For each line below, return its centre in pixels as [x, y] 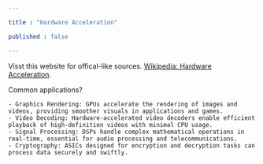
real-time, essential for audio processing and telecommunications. [123, 139]
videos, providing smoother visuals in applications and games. [116, 111]
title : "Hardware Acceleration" [63, 22]
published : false [38, 36]
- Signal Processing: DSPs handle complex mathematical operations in [126, 132]
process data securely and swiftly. [68, 152]
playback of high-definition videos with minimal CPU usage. [111, 125]
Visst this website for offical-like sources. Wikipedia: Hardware [110, 66]
